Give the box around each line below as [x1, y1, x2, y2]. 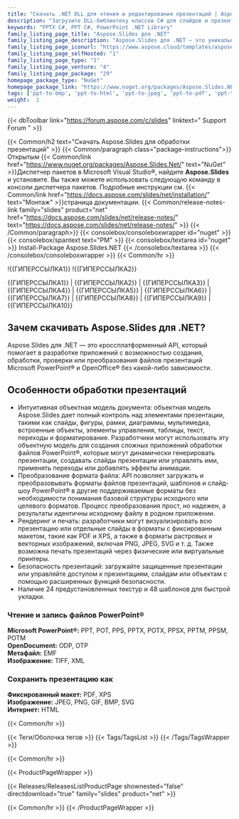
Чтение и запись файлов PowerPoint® [7, 610, 144, 620]
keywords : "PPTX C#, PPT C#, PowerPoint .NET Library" [7, 24, 174, 31]
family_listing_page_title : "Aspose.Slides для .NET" [7, 30, 171, 38]
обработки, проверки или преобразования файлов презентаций [7, 355, 203, 364]
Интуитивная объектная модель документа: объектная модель [17, 403, 211, 412]
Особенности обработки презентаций [7, 384, 187, 396]
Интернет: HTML [7, 706, 60, 714]
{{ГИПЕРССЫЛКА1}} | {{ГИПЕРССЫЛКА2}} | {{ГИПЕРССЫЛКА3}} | [7, 278, 210, 287]
